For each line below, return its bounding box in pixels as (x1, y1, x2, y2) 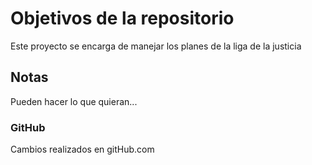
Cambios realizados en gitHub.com (10, 143, 155, 156)
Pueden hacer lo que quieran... (10, 95, 138, 107)
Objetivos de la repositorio (10, 7, 235, 30)
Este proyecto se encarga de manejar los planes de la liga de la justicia (10, 40, 302, 52)
